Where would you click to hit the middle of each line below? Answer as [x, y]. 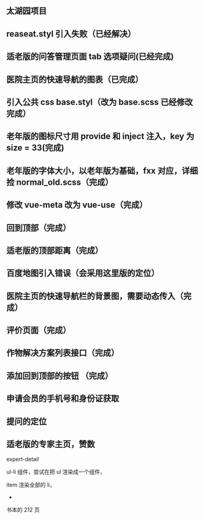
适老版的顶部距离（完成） [55, 250]
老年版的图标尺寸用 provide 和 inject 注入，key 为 [100, 136]
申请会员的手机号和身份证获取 [63, 398]
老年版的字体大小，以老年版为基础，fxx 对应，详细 [102, 171]
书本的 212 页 [23, 510]
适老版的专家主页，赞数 [51, 444]
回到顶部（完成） [39, 228]
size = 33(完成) [35, 148]
